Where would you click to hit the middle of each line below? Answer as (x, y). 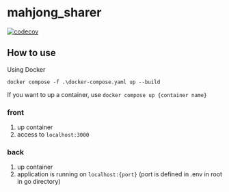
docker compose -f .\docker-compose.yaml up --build (84, 82)
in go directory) (39, 182)
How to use (31, 53)
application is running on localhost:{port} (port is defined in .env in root (119, 174)
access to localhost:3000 (53, 135)
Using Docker (26, 69)
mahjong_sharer (54, 13)
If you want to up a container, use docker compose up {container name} (107, 94)
